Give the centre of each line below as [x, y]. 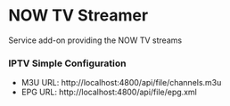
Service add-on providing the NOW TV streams [95, 40]
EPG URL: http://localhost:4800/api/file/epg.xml [109, 92]
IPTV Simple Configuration [67, 63]
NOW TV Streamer [78, 16]
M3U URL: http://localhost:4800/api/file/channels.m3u [121, 83]
